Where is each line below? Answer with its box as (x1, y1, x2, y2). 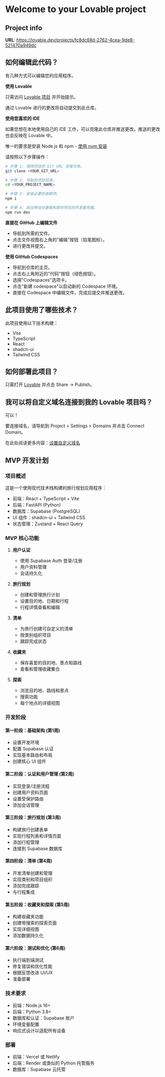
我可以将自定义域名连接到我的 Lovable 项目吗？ (5, 398, 153, 406)
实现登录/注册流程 (12, 783, 50, 789)
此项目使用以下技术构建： (5, 320, 58, 326)
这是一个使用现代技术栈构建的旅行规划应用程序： (5, 485, 107, 491)
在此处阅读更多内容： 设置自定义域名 (5, 440, 80, 446)
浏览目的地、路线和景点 (20, 687, 69, 693)
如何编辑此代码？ (5, 58, 58, 67)
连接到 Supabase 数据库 (12, 845, 63, 851)
